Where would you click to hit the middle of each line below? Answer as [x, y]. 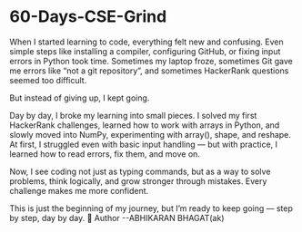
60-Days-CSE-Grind [88, 17]
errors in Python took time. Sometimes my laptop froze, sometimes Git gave [151, 61]
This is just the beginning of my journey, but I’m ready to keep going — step [151, 208]
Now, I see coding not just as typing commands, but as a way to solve [140, 171]
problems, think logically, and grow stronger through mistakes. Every [138, 181]
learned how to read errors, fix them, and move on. [105, 154]
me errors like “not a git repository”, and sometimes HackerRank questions [149, 71]
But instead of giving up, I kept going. [80, 98]
